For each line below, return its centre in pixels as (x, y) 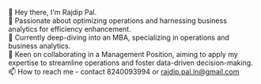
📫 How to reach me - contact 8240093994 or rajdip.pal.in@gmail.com (124, 72)
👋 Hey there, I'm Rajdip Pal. (53, 12)
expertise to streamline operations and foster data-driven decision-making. (130, 63)
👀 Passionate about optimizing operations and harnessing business (118, 21)
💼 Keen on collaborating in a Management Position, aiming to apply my (123, 54)
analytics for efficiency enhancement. (70, 29)
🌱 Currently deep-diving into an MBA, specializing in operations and (119, 37)
